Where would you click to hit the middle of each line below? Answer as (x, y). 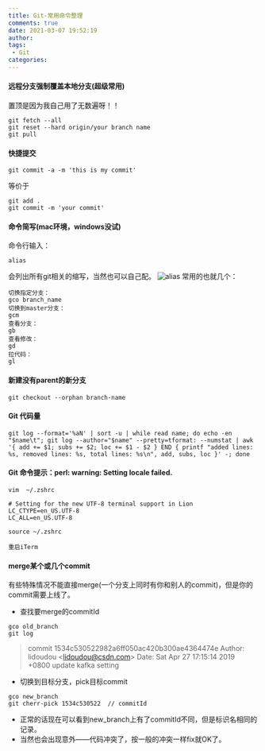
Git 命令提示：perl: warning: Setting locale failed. (90, 473)
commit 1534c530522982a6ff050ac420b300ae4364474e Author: (136, 648)
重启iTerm (23, 548)
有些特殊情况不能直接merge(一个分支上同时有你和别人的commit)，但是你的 (131, 585)
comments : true (33, 23)
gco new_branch (33, 697)
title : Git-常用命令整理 (46, 15)
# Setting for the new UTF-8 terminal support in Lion (101, 504)
